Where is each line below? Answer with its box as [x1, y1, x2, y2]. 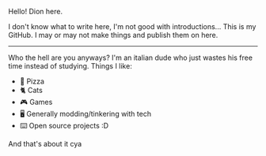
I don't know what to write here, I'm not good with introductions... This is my [8, 22, 256, 31]
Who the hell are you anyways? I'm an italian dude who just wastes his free [8, 53, 253, 62]
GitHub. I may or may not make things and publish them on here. [8, 31, 218, 39]
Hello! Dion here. [8, 7, 63, 16]
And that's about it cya [8, 139, 82, 148]
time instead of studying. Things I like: [8, 61, 132, 70]
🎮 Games [19, 98, 53, 106]
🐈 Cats [19, 86, 44, 95]
